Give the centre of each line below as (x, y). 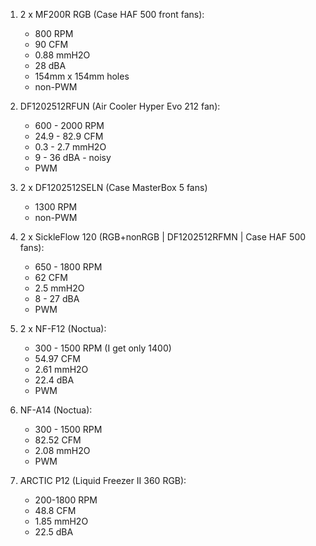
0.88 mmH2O (62, 55)
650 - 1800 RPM (68, 267)
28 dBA (50, 65)
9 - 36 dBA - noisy (73, 157)
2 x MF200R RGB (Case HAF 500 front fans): (112, 14)
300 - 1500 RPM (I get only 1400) (103, 348)
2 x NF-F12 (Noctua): (63, 328)
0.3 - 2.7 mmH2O (70, 147)
